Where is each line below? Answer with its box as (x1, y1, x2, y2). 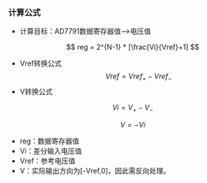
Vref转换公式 (19, 59, 62, 68)
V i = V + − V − (111, 103, 154, 114)
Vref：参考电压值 (19, 156, 76, 166)
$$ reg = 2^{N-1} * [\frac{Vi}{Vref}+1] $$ (66, 42, 200, 52)
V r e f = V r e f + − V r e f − (105, 71, 172, 83)
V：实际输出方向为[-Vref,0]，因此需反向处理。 (19, 166, 171, 175)
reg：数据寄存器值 (19, 136, 80, 146)
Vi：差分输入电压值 (19, 146, 82, 155)
